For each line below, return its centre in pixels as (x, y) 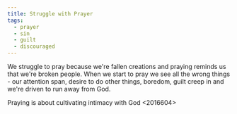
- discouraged (34, 46)
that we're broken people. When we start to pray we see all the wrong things (119, 74)
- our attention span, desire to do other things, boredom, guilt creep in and (116, 81)
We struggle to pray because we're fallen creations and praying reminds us (117, 66)
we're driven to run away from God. (59, 89)
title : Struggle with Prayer (50, 14)
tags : (15, 20)
